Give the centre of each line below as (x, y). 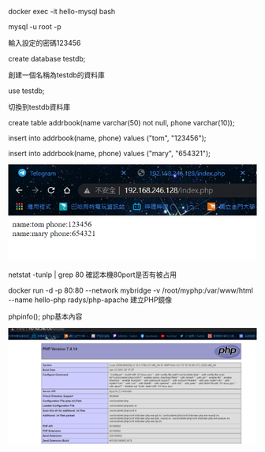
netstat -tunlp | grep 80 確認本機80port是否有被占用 (93, 275)
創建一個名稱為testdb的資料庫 (56, 75)
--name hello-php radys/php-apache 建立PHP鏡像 (90, 300)
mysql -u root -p (35, 26)
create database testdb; (47, 59)
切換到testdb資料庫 (39, 107)
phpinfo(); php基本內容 (45, 317)
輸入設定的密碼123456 (45, 43)
